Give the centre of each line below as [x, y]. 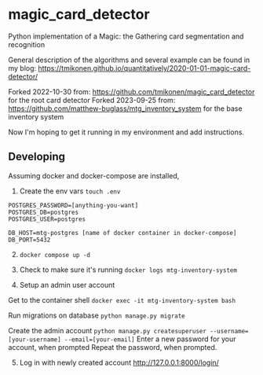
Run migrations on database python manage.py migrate [97, 315]
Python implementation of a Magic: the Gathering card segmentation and [126, 36]
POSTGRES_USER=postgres [47, 219]
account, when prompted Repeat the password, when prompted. [113, 347]
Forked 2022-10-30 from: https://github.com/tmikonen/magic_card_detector [131, 91]
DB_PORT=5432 [29, 240]
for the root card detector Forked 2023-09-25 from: [92, 100]
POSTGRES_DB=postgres [44, 212]
